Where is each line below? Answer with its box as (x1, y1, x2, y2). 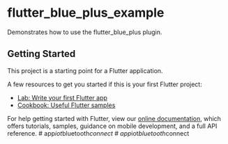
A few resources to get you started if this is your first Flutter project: (7, 80, 202, 88)
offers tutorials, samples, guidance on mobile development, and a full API (7, 122, 218, 130)
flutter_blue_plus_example (7, 5, 165, 21)
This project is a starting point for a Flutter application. (7, 66, 163, 74)
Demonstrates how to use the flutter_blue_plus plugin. (7, 28, 162, 36)
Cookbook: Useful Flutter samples (17, 101, 116, 109)
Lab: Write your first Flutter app (17, 93, 108, 102)
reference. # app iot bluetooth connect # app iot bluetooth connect (7, 129, 190, 137)
